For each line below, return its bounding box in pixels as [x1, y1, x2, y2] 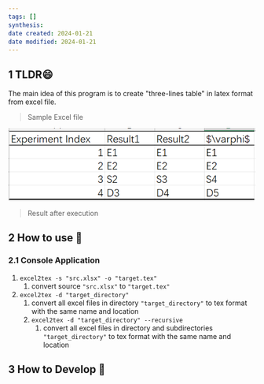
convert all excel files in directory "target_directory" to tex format [31, 298, 247, 308]
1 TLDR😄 [8, 68, 53, 81]
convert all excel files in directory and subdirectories [42, 323, 214, 333]
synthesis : [8, 21, 44, 29]
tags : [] [8, 13, 37, 21]
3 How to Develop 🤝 [8, 363, 106, 376]
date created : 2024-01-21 [8, 29, 93, 37]
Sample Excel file [27, 113, 84, 122]
